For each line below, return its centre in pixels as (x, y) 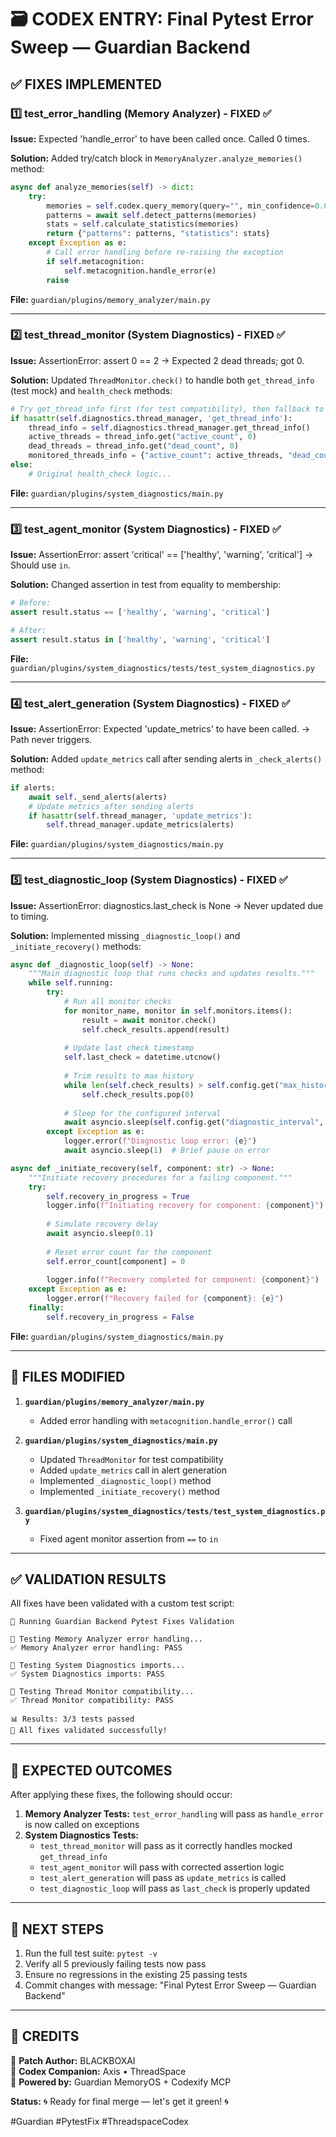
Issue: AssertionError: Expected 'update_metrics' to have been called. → (160, 728)
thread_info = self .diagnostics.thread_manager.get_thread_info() (169, 427)
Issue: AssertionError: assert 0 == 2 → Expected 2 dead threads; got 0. (157, 360)
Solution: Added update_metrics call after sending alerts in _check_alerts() (166, 758)
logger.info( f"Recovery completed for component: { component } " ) (183, 1280)
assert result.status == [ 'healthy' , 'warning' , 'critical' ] (140, 612)
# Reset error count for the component (129, 1252)
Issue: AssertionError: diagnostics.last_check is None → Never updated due (167, 905)
